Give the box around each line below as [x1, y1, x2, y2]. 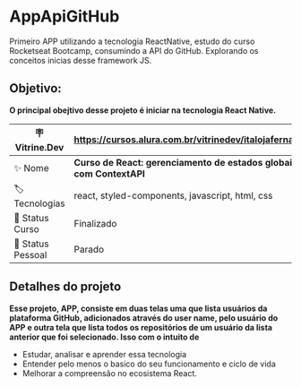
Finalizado [73, 217, 117, 229]
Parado [73, 243, 105, 255]
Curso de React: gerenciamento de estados [73, 156, 263, 168]
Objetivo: [9, 81, 63, 96]
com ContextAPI [73, 168, 146, 180]
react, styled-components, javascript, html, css [73, 190, 273, 202]
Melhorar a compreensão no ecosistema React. [21, 367, 197, 378]
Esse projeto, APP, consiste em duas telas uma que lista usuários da [9, 303, 268, 314]
